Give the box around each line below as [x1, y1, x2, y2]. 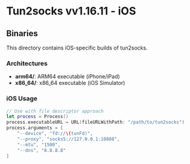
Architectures [6, 59, 48, 68]
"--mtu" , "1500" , [17, 142, 61, 148]
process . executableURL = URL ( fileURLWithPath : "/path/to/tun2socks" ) [6, 119, 185, 125]
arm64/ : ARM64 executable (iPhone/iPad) [14, 73, 121, 80]
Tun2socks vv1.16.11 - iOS [6, 4, 136, 18]
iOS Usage [6, 95, 38, 103]
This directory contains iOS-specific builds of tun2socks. [6, 44, 148, 51]
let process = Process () [6, 113, 69, 120]
